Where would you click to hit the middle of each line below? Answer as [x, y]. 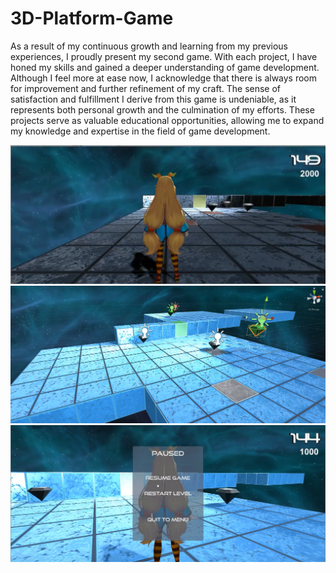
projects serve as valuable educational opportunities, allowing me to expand [167, 120]
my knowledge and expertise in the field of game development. [140, 131]
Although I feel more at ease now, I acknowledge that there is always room [164, 78]
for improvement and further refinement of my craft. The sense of [146, 88]
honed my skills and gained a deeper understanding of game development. [165, 67]
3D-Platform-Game [92, 18]
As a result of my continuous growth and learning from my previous [149, 46]
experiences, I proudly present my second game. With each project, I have [164, 56]
